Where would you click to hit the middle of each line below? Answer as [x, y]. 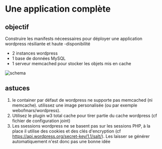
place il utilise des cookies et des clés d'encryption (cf [66, 131]
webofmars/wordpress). [36, 110]
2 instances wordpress [35, 53]
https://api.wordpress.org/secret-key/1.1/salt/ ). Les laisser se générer [81, 136]
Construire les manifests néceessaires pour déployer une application [74, 38]
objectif [17, 27]
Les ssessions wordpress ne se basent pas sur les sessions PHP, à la [81, 126]
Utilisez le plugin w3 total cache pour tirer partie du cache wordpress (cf [84, 115]
